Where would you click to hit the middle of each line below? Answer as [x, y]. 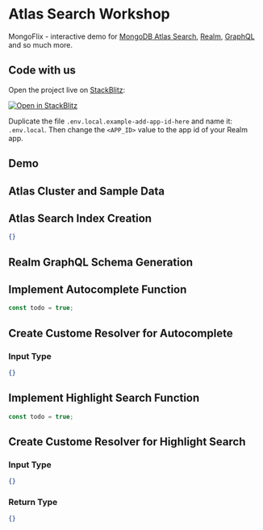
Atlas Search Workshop [90, 14]
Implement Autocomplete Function [98, 290]
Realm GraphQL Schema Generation [101, 262]
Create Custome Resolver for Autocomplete [121, 333]
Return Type [33, 503]
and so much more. [41, 44]
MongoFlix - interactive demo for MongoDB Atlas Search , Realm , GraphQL [132, 36]
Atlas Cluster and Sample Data [87, 191]
